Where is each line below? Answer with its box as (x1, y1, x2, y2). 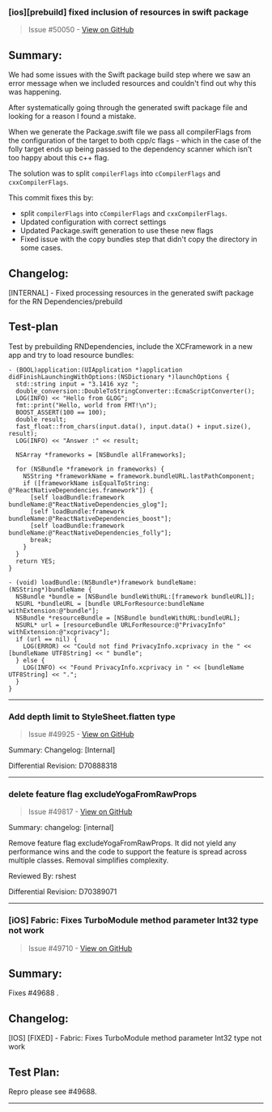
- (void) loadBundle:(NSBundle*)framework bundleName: (8, 578, 198, 586)
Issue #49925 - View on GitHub (28, 730, 134, 739)
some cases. (19, 243, 63, 253)
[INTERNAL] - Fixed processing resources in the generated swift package (8, 288, 254, 297)
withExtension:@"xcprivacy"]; (8, 628, 111, 636)
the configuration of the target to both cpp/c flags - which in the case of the (8, 136, 261, 146)
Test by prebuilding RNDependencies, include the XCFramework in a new (8, 341, 253, 351)
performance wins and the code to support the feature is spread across (8, 847, 247, 857)
